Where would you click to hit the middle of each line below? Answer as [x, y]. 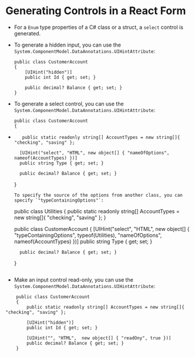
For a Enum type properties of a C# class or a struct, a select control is [98, 27]
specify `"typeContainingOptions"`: [59, 200]
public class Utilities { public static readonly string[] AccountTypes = [97, 211]
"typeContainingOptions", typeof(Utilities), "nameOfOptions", [88, 235]
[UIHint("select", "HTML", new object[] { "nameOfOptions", [95, 153]
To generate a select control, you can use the [69, 104]
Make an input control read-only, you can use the [73, 280]
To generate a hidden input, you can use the [68, 45]
